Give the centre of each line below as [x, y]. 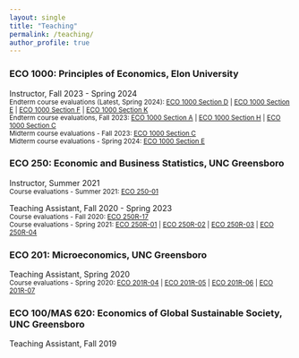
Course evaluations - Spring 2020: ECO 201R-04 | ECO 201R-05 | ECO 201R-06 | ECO [141, 283]
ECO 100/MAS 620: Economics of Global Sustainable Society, [146, 313]
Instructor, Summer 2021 [55, 183]
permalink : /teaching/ [51, 34]
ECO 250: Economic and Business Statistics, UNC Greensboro [147, 164]
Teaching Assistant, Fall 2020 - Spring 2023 [91, 208]
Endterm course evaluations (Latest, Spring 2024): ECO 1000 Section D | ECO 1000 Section [149, 102]
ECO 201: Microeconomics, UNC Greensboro [108, 254]
